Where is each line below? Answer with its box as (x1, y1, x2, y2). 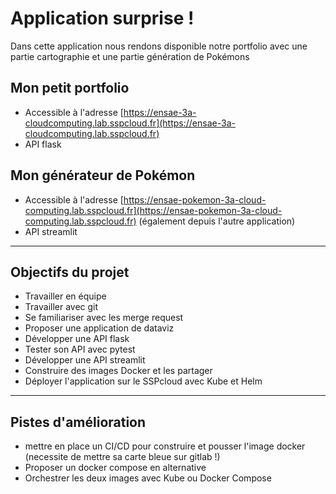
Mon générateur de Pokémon (10, 167, 196, 184)
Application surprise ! (10, 7, 195, 30)
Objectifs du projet (10, 263, 130, 281)
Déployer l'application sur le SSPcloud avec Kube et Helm (24, 375, 263, 387)
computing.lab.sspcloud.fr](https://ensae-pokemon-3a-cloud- (24, 204, 283, 216)
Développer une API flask (24, 333, 130, 345)
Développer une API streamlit (24, 354, 146, 366)
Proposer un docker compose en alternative (24, 462, 207, 474)
